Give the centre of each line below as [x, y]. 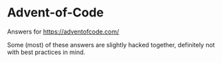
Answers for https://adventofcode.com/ [63, 32]
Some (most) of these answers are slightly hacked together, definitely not [111, 45]
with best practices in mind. [46, 52]
